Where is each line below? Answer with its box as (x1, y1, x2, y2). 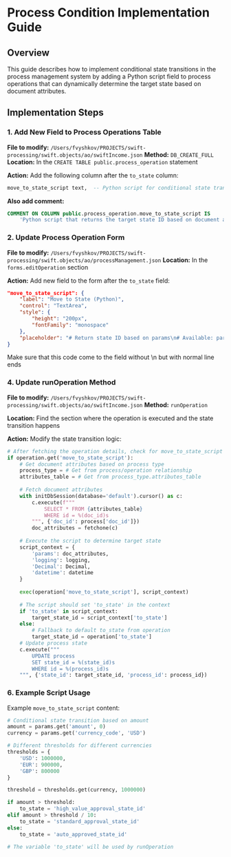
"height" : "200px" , (32, 315, 88, 323)
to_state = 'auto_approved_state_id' (19, 831, 128, 838)
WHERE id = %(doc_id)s (43, 512, 109, 519)
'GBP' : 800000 (19, 768, 60, 774)
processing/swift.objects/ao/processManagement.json (7, 257, 162, 264)
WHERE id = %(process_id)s (32, 665, 109, 672)
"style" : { (19, 309, 51, 316)
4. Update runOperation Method (7, 378, 116, 387)
